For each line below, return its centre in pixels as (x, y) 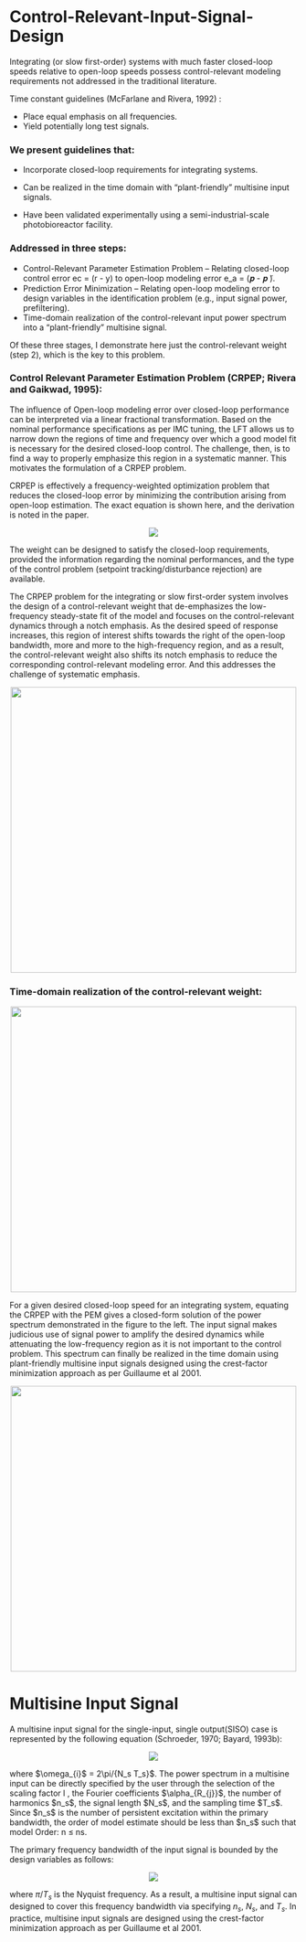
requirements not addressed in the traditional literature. (113, 80)
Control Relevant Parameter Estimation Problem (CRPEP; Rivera (153, 379)
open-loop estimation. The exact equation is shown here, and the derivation (152, 505)
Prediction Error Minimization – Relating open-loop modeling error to (151, 288)
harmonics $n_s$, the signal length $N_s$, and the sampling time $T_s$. (146, 1803)
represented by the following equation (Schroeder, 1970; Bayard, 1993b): (146, 1739)
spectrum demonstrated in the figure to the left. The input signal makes (143, 1325)
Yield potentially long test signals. (86, 126)
